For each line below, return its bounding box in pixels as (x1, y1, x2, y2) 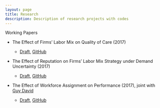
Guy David (12, 88, 33, 94)
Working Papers (5, 30, 38, 36)
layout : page (5, 7, 32, 12)
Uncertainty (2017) (12, 63, 51, 69)
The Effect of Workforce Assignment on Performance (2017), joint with (12, 82, 156, 88)
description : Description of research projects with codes (5, 16, 129, 21)
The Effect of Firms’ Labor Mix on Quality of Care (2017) (12, 39, 127, 45)
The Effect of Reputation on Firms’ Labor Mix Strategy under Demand (12, 58, 154, 64)
